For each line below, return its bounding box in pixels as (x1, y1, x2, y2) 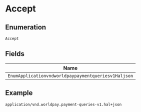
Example (5, 88, 33, 97)
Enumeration (5, 23, 46, 31)
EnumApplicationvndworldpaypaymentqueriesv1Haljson (7, 73, 133, 78)
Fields (5, 49, 25, 58)
